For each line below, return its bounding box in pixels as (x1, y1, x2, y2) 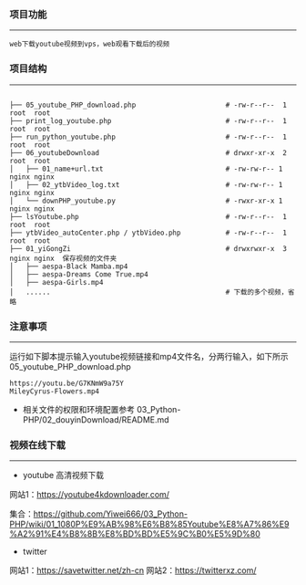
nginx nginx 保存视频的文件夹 (9, 254, 117, 263)
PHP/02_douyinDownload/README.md (22, 413, 170, 425)
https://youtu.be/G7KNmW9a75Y (9, 379, 125, 388)
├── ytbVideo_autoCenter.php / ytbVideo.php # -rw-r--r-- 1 (9, 228, 287, 237)
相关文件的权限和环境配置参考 (22, 403, 135, 414)
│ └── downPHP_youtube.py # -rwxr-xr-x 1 (9, 196, 283, 205)
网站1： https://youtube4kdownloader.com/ (9, 489, 170, 500)
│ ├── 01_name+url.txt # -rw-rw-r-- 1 (9, 164, 283, 173)
